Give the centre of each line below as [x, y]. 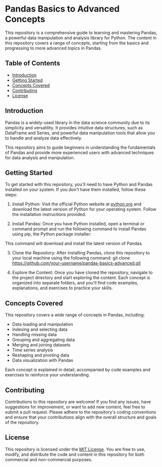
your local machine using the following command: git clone [71, 258]
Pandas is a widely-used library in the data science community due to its [78, 123]
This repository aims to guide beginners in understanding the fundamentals [80, 147]
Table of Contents [33, 63]
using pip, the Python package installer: [52, 234]
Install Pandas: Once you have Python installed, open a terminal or [78, 224]
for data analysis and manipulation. [40, 157]
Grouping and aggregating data [43, 340]
